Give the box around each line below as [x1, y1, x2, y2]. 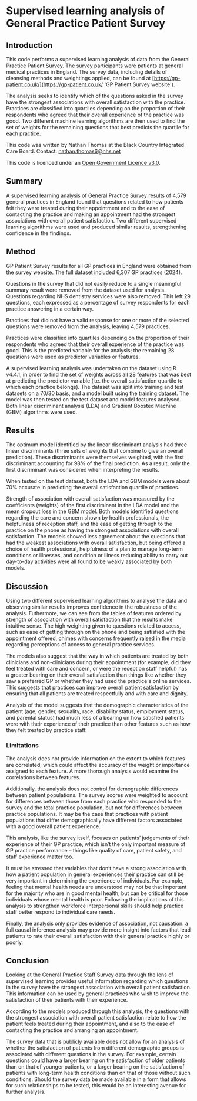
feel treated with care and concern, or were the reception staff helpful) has [6, 665, 188, 672]
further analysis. [6, 1088, 46, 1096]
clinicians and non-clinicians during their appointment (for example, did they [6, 659, 191, 666]
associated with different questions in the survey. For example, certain [6, 1051, 176, 1058]
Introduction [6, 40, 53, 50]
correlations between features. [6, 773, 81, 780]
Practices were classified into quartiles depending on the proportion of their [6, 334, 190, 341]
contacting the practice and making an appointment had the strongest [6, 211, 176, 218]
